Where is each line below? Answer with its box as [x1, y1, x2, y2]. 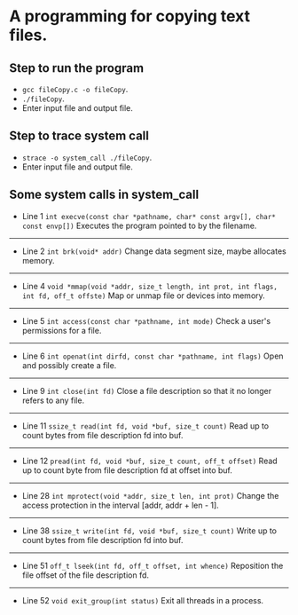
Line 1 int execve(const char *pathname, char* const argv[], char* [21, 210, 277, 221]
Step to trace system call [9, 129, 149, 144]
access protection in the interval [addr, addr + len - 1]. [21, 500, 219, 510]
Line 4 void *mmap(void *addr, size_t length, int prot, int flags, [21, 280, 278, 291]
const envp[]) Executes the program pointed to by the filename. [21, 220, 257, 231]
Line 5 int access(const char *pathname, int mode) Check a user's [21, 315, 271, 326]
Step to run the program [9, 60, 145, 75]
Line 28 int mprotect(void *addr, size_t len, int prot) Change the [21, 490, 279, 501]
